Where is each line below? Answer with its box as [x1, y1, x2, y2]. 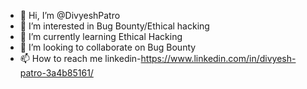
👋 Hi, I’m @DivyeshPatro [19, 10, 121, 21]
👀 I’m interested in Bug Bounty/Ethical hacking [19, 20, 210, 32]
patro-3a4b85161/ [19, 67, 94, 79]
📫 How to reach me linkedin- [19, 53, 142, 64]
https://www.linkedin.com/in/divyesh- [140, 53, 297, 64]
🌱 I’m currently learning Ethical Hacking [19, 31, 183, 42]
